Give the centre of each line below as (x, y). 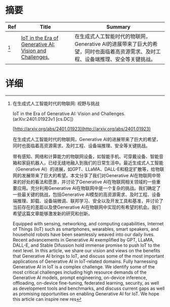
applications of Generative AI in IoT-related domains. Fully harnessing (85, 261)
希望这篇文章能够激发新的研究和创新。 (52, 213)
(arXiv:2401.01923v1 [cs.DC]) (43, 119)
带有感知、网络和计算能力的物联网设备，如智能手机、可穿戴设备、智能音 (88, 156)
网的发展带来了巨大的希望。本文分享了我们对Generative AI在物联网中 (84, 175)
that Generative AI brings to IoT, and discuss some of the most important (88, 256)
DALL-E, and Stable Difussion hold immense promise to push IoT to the (86, 245)
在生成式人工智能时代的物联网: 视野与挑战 (56, 103)
